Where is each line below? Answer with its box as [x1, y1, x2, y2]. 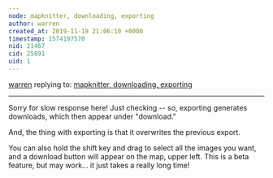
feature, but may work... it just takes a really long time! [8, 160, 190, 170]
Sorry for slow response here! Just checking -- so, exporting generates [8, 102, 248, 112]
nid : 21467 [8, 42, 45, 50]
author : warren [8, 20, 60, 28]
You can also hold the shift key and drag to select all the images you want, [8, 143, 257, 153]
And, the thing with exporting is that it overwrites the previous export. [8, 127, 241, 137]
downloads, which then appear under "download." [8, 111, 177, 121]
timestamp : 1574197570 [8, 34, 85, 43]
